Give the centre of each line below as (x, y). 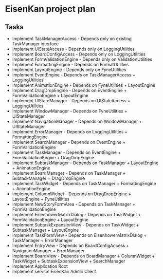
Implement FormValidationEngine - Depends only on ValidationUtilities (82, 59)
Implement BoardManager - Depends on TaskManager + (69, 173)
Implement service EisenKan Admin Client (54, 271)
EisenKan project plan (50, 9)
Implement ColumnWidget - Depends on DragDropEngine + (72, 194)
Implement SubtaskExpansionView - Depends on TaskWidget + (75, 225)
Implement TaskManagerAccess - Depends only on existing (72, 38)
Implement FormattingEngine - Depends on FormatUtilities (70, 65)
